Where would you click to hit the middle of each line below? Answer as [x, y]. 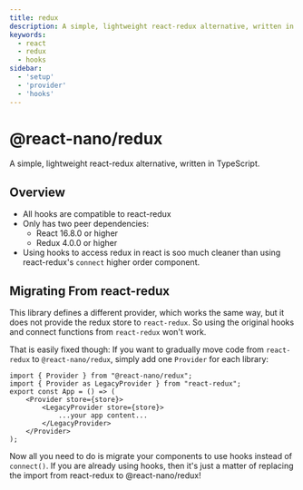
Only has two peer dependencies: [86, 224]
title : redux [34, 18]
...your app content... [103, 416]
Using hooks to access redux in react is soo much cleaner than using [151, 253]
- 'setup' [36, 77]
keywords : [28, 34]
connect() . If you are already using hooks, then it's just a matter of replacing [151, 466]
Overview [38, 192]
